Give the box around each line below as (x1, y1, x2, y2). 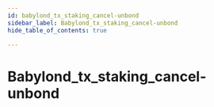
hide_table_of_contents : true (7, 26, 108, 34)
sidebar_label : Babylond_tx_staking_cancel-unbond (7, 19, 178, 27)
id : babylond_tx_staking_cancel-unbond (7, 11, 139, 20)
